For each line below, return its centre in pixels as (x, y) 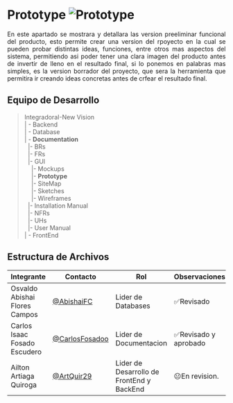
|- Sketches (48, 190)
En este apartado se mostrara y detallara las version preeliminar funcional (116, 34)
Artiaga (23, 376)
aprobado (190, 343)
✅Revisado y (195, 334)
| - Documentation (51, 139)
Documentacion (141, 343)
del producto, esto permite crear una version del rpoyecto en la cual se (116, 41)
